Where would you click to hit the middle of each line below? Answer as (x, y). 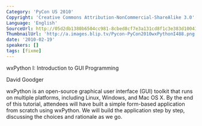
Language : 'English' (32, 23)
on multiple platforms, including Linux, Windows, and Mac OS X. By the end (100, 97)
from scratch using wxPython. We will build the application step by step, (96, 110)
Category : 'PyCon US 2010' (40, 12)
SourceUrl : (20, 28)
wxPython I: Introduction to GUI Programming (63, 68)
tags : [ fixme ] (24, 51)
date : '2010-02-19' (31, 40)
